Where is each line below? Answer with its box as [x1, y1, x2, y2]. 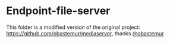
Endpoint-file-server [6, 4, 111, 18]
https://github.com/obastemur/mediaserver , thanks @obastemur [6, 29, 165, 37]
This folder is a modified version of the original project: [6, 24, 141, 31]
